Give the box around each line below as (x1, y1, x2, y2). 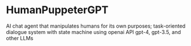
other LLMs (6, 34, 34, 41)
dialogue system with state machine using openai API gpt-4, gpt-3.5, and (6, 28, 181, 35)
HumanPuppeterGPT (6, 3, 109, 17)
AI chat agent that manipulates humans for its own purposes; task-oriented (6, 22, 186, 29)
